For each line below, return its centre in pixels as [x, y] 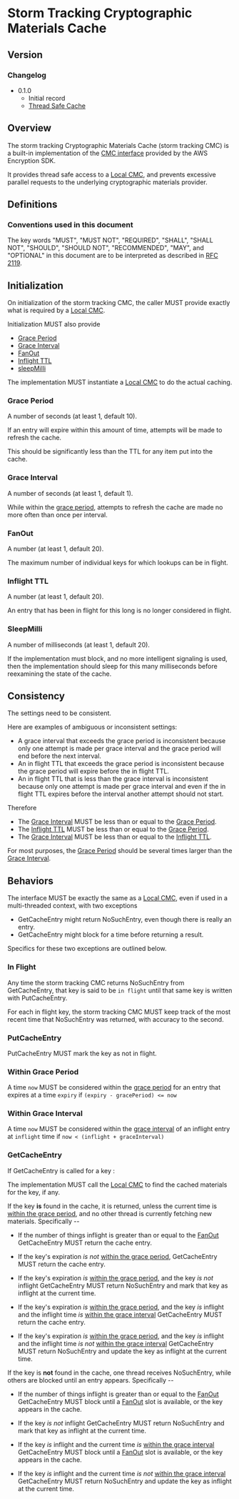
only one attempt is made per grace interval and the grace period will [119, 749]
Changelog [27, 75]
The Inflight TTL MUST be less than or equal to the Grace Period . [113, 830]
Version [25, 55]
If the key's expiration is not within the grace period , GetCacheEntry [117, 1256]
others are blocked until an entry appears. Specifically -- [91, 1380]
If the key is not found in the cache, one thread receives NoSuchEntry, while [119, 1373]
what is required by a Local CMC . [56, 310]
